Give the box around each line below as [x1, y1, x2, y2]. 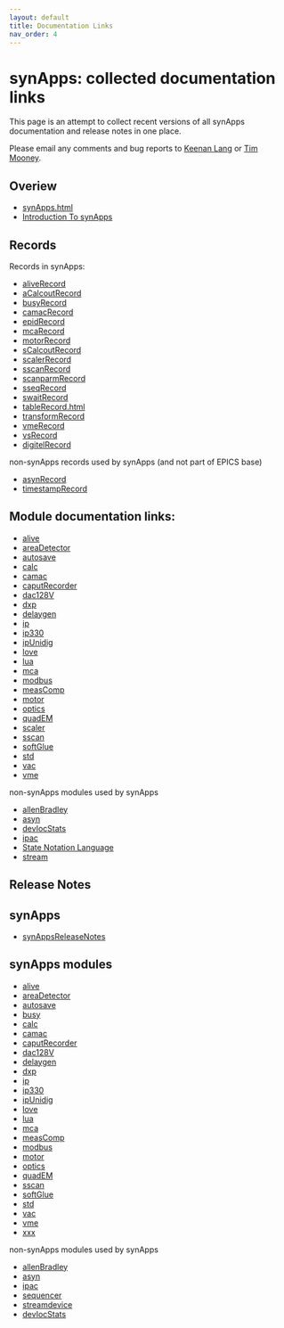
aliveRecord [21, 278, 67, 289]
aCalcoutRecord [21, 287, 82, 299]
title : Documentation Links [9, 21, 114, 30]
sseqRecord [21, 382, 67, 393]
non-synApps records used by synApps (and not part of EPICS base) [9, 456, 263, 467]
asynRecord [21, 473, 67, 484]
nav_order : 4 [9, 29, 58, 38]
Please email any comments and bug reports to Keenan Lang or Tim [9, 143, 258, 154]
